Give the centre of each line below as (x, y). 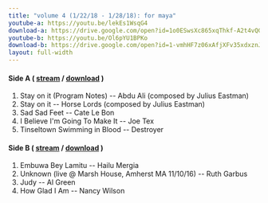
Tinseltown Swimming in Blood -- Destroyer (92, 130)
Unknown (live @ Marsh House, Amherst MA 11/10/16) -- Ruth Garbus (134, 174)
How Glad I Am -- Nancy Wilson (72, 191)
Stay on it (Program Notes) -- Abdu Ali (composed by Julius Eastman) (134, 96)
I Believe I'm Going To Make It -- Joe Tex (87, 121)
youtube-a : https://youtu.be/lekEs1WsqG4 (78, 23)
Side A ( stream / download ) (56, 78)
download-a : (28, 30)
